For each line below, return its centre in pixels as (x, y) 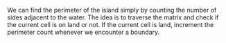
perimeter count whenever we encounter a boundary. (84, 32)
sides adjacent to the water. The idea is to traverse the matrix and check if (113, 17)
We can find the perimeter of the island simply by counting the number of (112, 10)
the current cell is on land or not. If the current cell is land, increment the (111, 25)
